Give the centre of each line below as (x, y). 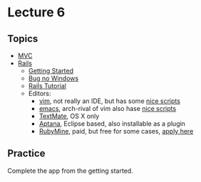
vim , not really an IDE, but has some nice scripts (109, 101)
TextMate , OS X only (69, 116)
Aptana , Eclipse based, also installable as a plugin (112, 124)
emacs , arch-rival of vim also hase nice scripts (108, 108)
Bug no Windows (53, 78)
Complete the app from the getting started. (70, 171)
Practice (26, 154)
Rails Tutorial (47, 86)
